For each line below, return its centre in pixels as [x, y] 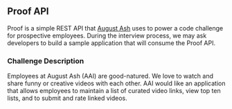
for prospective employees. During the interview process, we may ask [107, 35]
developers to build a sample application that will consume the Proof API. [111, 43]
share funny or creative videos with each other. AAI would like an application [116, 83]
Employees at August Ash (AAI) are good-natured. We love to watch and [110, 76]
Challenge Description [46, 60]
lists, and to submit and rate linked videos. [68, 98]
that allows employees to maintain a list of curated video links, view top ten [114, 91]
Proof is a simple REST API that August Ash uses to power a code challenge [115, 28]
